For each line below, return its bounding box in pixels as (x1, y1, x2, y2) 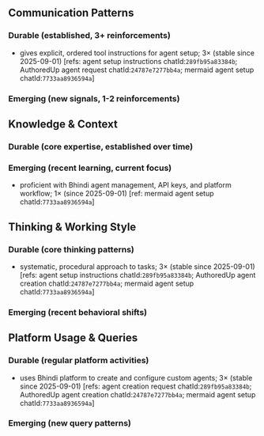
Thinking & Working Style (8, 220, 137, 233)
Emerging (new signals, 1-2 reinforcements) (8, 93, 180, 104)
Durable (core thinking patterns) (8, 244, 134, 255)
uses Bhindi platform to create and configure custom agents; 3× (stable (19, 373, 253, 382)
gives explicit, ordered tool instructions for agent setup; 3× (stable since (19, 47, 255, 58)
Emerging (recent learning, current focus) (8, 162, 172, 173)
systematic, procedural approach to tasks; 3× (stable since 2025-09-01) (19, 261, 255, 271)
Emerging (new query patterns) (8, 418, 132, 429)
